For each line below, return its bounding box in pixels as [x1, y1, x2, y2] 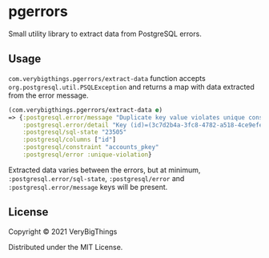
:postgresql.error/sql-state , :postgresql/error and [8, 173, 185, 183]
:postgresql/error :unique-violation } [22, 151, 152, 159]
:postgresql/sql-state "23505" [22, 128, 127, 136]
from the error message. [8, 91, 89, 100]
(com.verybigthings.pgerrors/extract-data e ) [8, 106, 163, 114]
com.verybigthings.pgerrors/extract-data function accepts [8, 73, 206, 83]
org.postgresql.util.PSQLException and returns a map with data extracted [8, 82, 255, 91]
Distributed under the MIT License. [8, 242, 123, 252]
